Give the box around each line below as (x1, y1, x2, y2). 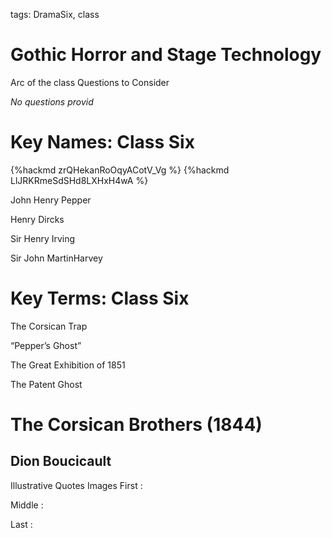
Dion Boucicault (10, 453, 112, 470)
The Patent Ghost (10, 378, 83, 390)
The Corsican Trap (10, 320, 88, 332)
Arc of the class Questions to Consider (10, 76, 170, 88)
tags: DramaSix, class (10, 9, 100, 20)
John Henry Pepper (10, 194, 92, 206)
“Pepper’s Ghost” (10, 339, 82, 351)
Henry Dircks (10, 213, 65, 225)
